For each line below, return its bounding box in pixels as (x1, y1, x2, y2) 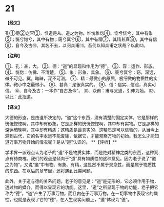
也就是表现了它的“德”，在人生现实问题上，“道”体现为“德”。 (13, 196, 132, 202)
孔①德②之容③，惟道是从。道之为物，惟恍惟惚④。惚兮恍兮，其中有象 (5, 30, 153, 36)
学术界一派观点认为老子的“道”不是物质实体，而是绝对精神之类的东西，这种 (5, 149, 155, 155)
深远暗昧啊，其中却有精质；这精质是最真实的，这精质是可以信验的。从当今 (5, 127, 155, 133)
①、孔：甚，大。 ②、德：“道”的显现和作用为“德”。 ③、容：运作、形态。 (5, 63, 157, 69)
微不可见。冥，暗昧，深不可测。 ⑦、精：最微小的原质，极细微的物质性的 (5, 75, 154, 81)
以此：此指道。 (5, 93, 35, 99)
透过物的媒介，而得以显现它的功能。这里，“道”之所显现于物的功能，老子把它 (5, 184, 159, 190)
